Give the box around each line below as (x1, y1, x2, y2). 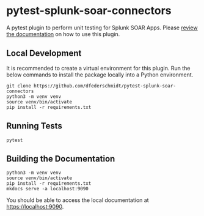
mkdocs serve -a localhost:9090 (6, 186, 89, 192)
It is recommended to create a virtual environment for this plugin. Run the (6, 64, 191, 72)
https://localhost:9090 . (6, 203, 64, 210)
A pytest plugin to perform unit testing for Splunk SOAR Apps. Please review (6, 24, 198, 31)
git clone (6, 83, 32, 89)
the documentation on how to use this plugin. (6, 30, 120, 37)
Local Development (6, 48, 82, 59)
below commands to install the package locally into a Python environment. (6, 71, 194, 78)
